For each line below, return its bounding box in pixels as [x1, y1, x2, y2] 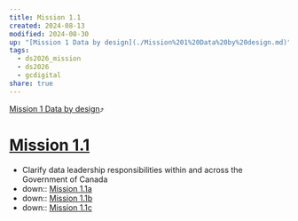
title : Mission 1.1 [9, 12, 82, 22]
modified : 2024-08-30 [9, 29, 90, 38]
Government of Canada [21, 174, 108, 185]
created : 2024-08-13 [9, 21, 86, 30]
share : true [9, 79, 53, 88]
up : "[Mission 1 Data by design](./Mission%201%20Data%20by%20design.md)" [9, 37, 292, 47]
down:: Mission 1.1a [21, 183, 93, 193]
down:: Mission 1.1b [21, 193, 93, 203]
